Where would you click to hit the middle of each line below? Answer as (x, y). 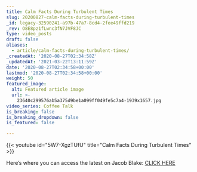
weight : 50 (20, 78)
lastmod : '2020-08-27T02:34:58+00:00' (54, 73)
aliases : (17, 45)
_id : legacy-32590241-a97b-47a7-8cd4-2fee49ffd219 (70, 23)
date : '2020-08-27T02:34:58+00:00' (50, 67)
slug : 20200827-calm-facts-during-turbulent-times (70, 17)
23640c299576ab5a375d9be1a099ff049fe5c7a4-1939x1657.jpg (89, 100)
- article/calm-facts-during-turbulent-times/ (70, 51)
